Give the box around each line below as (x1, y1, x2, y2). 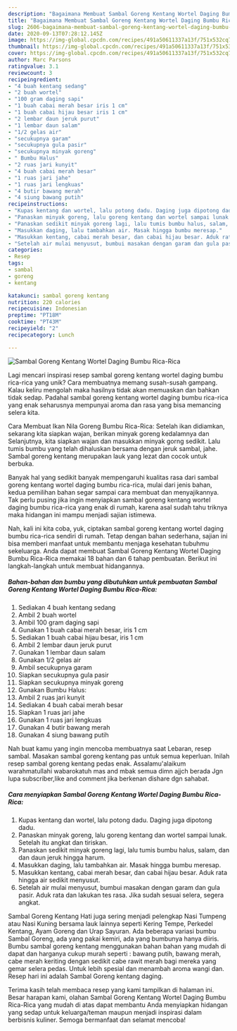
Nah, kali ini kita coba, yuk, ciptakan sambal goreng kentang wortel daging (8, 524, 224, 533)
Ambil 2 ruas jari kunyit (18, 693, 85, 701)
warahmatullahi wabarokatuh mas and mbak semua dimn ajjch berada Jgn (8, 766, 224, 775)
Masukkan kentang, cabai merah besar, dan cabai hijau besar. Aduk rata (18, 868, 228, 876)
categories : (8, 246, 43, 254)
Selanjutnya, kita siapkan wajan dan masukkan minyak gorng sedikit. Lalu (8, 437, 221, 445)
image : (8, 37, 27, 44)
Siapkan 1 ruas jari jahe (18, 708, 85, 716)
